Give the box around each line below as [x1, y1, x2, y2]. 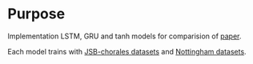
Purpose [7, 5, 66, 23]
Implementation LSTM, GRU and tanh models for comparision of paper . [7, 31, 242, 41]
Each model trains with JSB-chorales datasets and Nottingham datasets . [7, 46, 247, 56]
